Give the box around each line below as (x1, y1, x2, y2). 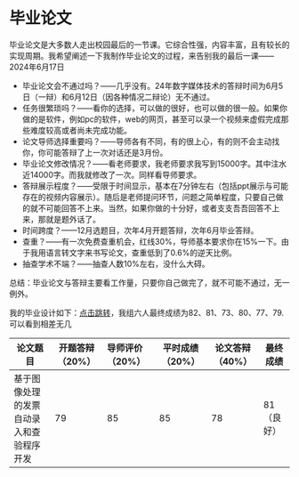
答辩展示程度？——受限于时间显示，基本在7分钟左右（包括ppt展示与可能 (21, 180, 289, 191)
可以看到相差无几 (9, 318, 72, 329)
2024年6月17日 (9, 61, 65, 72)
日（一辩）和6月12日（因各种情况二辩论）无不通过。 (21, 91, 215, 102)
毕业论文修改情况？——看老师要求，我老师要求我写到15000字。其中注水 (21, 158, 287, 169)
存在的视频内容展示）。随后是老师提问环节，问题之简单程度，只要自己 (21, 191, 276, 202)
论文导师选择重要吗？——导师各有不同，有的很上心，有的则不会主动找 (21, 135, 280, 147)
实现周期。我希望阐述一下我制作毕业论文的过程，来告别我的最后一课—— (9, 50, 274, 61)
